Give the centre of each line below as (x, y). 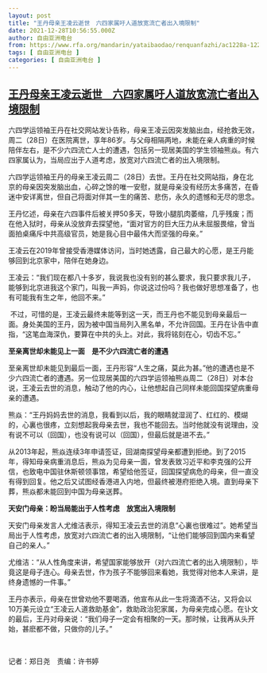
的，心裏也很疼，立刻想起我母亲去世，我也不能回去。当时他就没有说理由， (130, 425)
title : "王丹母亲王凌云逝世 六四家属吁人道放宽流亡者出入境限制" (104, 23)
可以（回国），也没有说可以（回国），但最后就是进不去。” (120, 434)
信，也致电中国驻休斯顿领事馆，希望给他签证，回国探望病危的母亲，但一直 (130, 471)
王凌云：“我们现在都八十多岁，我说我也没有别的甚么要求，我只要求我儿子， (132, 277)
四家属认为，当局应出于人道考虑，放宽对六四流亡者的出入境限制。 (116, 159)
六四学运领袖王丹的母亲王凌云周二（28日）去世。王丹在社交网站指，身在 (128, 177)
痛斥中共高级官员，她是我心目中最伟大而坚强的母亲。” (116, 233)
